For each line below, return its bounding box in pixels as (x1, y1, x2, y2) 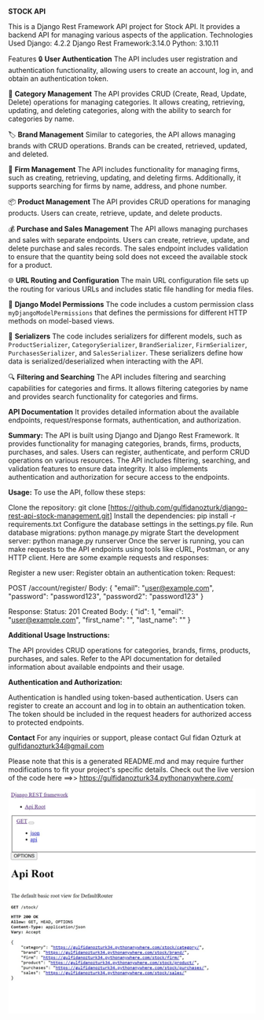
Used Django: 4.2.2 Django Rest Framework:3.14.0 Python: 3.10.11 (8, 38, 219, 48)
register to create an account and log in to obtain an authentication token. (8, 701, 246, 710)
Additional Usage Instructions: (8, 631, 110, 639)
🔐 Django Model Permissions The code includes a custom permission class (8, 300, 254, 309)
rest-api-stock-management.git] (8, 511, 112, 521)
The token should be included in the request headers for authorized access (8, 710, 252, 718)
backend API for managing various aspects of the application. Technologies (8, 31, 254, 39)
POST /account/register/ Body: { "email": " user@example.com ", (8, 583, 214, 592)
